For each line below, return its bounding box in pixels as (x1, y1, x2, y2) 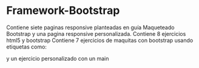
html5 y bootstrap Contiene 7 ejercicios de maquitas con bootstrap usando (6, 36, 194, 44)
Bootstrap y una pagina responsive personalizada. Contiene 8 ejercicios (6, 30, 186, 37)
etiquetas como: (6, 43, 47, 50)
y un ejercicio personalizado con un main (6, 55, 109, 62)
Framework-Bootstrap (6, 4, 120, 18)
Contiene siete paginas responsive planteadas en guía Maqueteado (6, 24, 175, 31)
